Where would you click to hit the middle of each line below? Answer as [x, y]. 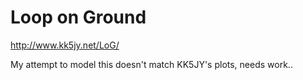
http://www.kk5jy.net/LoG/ [65, 45]
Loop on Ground [78, 17]
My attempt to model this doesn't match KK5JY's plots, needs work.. [151, 64]
